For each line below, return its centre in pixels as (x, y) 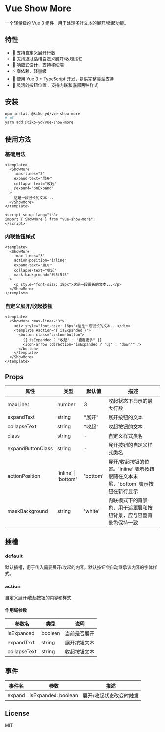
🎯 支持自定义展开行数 (34, 53)
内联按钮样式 (20, 236)
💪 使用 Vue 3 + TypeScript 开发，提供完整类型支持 (63, 79)
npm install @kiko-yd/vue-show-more (42, 114)
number (66, 405)
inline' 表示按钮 (137, 469)
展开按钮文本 (80, 643)
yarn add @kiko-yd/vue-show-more (39, 123)
